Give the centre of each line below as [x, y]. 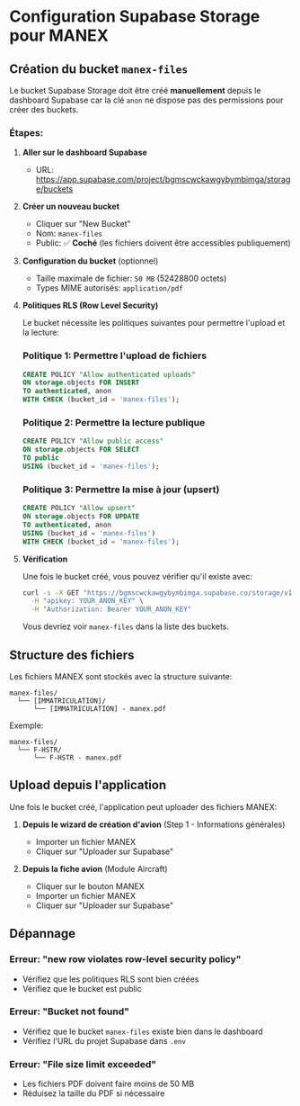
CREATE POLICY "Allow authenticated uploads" [109, 374]
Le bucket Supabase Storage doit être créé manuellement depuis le [135, 90]
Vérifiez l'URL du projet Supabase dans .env [104, 1040]
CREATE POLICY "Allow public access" [93, 441]
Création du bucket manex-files [99, 69]
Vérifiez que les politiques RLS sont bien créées [110, 979]
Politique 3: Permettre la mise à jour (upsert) [121, 490]
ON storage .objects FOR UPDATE [81, 517]
